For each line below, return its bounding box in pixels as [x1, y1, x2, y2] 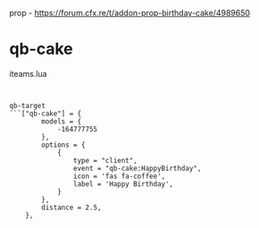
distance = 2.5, [41, 203, 102, 212]
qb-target [9, 101, 46, 110]
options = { [41, 140, 87, 149]
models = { [41, 116, 82, 126]
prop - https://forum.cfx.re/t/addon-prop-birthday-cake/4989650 [9, 8, 251, 18]
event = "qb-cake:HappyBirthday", [72, 164, 202, 173]
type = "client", [72, 156, 138, 165]
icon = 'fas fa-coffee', [72, 172, 166, 181]
